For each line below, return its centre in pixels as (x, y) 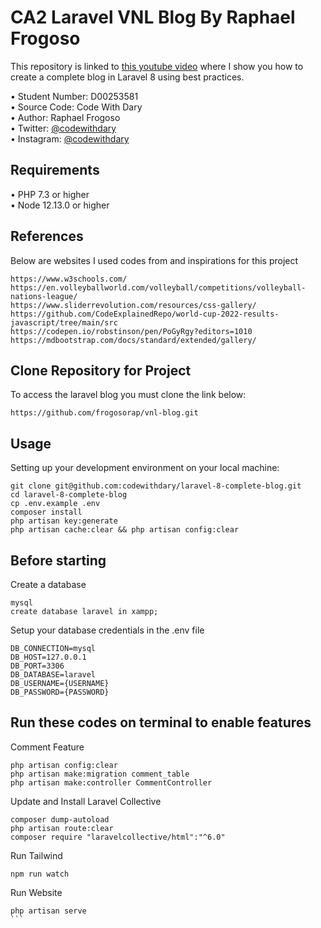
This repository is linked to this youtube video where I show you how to (157, 66)
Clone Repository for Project (101, 370)
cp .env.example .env (55, 504)
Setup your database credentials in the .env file (107, 630)
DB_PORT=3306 (37, 666)
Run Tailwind (36, 855)
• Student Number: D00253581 (74, 96)
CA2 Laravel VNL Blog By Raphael (153, 17)
